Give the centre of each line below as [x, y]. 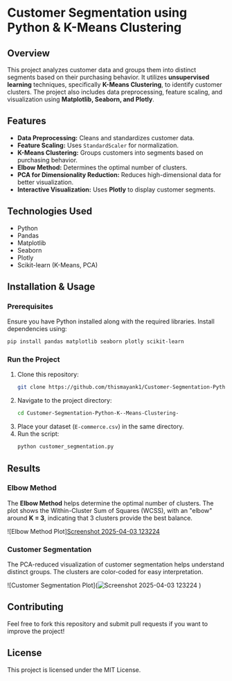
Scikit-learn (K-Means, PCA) [57, 264]
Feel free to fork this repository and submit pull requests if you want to [108, 623]
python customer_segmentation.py [65, 447]
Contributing [35, 607]
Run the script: [38, 434]
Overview [29, 53]
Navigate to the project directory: [64, 401]
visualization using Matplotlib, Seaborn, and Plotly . [81, 99]
